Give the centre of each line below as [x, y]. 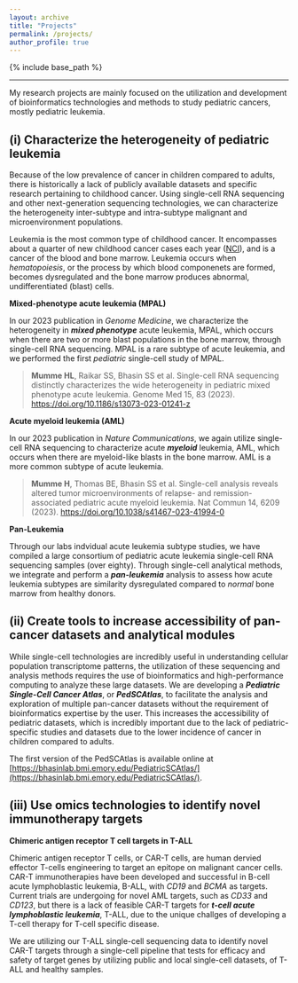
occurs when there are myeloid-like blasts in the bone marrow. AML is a [140, 457]
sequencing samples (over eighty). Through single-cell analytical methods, [146, 565]
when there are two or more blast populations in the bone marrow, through [145, 340]
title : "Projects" [43, 26]
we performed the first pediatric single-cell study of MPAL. [117, 358]
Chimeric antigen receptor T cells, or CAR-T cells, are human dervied [135, 858]
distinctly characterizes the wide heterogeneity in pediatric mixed [150, 385]
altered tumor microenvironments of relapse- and [121, 493]
